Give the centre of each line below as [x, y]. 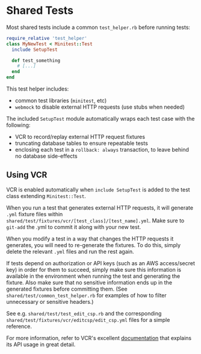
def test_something [36, 60]
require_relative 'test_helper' [47, 38]
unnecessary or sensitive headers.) [50, 301]
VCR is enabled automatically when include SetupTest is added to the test [98, 189]
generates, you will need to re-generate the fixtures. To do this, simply [94, 245]
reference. [19, 326]
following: [18, 125]
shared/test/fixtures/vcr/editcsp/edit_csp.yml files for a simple [88, 320]
